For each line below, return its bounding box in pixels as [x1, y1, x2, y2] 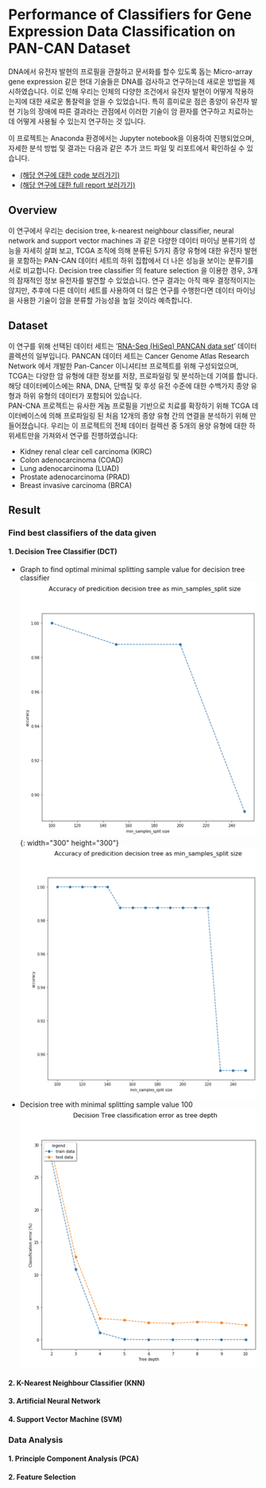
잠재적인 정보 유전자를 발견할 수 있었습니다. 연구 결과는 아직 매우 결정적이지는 [16, 275, 256, 285]
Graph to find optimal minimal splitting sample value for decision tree [19, 565, 245, 575]
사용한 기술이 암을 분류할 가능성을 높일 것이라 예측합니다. [16, 295, 193, 305]
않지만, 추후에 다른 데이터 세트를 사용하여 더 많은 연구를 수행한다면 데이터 [8, 285, 235, 295]
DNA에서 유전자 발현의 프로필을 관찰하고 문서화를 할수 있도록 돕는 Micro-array [8, 66, 253, 76]
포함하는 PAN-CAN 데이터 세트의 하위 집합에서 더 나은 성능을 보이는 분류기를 [16, 255, 254, 265]
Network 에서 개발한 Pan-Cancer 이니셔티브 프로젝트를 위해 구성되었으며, [8, 360, 239, 371]
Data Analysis [8, 1434, 64, 1445]
